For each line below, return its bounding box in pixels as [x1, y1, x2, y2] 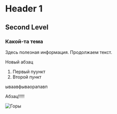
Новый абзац [5, 58, 34, 65]
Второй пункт [12, 73, 42, 80]
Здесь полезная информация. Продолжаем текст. [5, 49, 112, 55]
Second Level [5, 23, 49, 31]
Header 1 [5, 3, 43, 14]
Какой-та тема [5, 38, 44, 45]
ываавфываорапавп [5, 83, 48, 89]
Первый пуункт [12, 68, 46, 74]
